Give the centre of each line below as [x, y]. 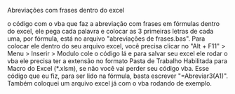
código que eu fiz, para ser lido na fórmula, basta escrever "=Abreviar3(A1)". [118, 76]
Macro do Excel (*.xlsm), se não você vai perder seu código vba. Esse [108, 68]
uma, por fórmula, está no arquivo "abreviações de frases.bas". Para [106, 39]
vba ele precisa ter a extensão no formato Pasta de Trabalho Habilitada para [117, 61]
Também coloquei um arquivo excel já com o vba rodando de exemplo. [110, 83]
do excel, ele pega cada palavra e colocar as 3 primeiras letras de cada [110, 31]
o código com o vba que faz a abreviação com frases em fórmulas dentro [113, 23]
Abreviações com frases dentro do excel [66, 10]
